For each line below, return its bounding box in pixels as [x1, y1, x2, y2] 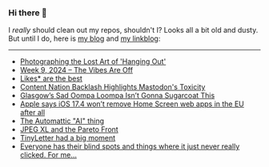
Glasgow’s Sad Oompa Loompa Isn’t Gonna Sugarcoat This [19, 91, 215, 101]
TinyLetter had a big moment [19, 133, 116, 143]
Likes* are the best [19, 74, 82, 83]
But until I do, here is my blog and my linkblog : [8, 34, 161, 43]
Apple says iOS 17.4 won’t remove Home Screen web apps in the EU [19, 99, 244, 109]
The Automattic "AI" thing [19, 116, 104, 126]
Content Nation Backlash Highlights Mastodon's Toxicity [19, 82, 206, 92]
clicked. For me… [19, 150, 78, 160]
